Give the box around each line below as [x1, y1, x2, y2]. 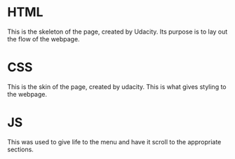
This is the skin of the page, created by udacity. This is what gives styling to [7, 82, 227, 91]
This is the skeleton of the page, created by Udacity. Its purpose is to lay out [7, 27, 228, 36]
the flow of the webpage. [7, 34, 80, 43]
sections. [7, 145, 34, 153]
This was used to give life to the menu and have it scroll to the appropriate [7, 137, 222, 146]
